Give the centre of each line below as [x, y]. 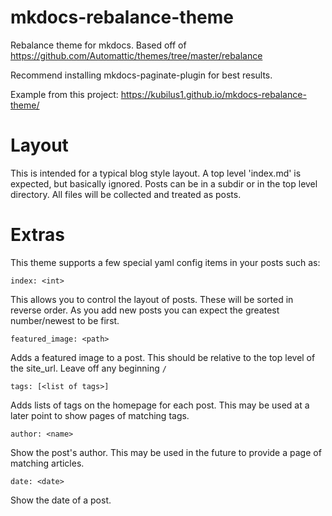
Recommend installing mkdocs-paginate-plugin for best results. [141, 75]
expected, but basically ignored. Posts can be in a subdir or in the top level [164, 183]
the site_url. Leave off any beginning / [88, 368]
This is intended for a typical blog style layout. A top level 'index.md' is [156, 173]
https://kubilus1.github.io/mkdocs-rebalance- [213, 94]
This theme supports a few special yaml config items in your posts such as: [165, 262]
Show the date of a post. [61, 500]
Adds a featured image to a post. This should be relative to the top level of [163, 357]
